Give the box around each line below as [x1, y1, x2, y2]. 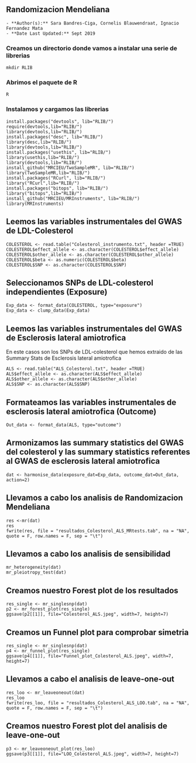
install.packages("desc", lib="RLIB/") [6, 134, 104, 140]
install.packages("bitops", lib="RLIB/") [6, 185, 109, 191]
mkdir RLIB [6, 65, 33, 71]
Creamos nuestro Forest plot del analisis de [6, 721, 168, 731]
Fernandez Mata [6, 25, 43, 31]
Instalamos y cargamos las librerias [6, 105, 109, 113]
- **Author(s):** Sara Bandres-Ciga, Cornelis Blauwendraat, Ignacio [6, 20, 180, 26]
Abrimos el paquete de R [6, 79, 78, 87]
